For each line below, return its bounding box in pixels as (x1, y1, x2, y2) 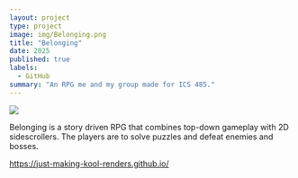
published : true (9, 55, 70, 64)
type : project (9, 22, 63, 31)
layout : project (9, 13, 70, 22)
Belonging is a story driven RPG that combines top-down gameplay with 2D (9, 121, 290, 132)
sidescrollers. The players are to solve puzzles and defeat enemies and (9, 131, 274, 142)
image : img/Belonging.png (9, 30, 106, 39)
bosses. (9, 140, 39, 151)
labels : (9, 64, 39, 73)
